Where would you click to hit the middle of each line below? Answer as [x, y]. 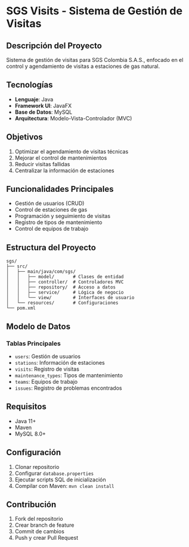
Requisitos [26, 407]
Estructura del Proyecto [51, 248]
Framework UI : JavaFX [43, 105]
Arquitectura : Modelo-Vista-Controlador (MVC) [73, 118]
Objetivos [24, 137]
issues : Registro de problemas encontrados [68, 388]
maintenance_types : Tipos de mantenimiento [69, 375]
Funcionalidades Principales [60, 189]
